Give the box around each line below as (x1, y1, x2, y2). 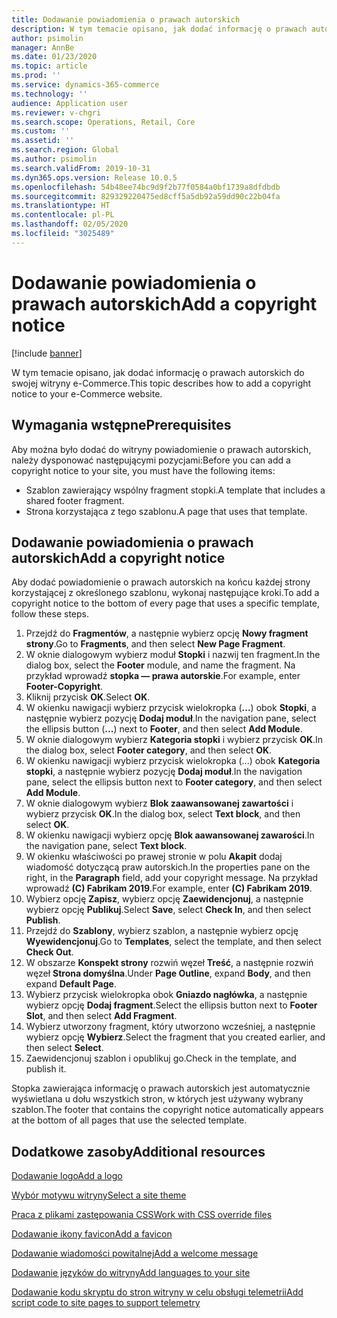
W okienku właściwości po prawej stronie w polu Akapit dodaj (25, 851, 283, 863)
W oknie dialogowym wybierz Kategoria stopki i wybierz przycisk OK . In (25, 734, 324, 746)
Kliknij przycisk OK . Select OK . (25, 691, 151, 703)
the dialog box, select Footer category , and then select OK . (25, 744, 273, 756)
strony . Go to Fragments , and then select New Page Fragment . (25, 638, 286, 650)
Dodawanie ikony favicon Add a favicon (11, 1228, 173, 1240)
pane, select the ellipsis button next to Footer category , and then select (25, 776, 323, 788)
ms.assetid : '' (11, 136, 75, 146)
